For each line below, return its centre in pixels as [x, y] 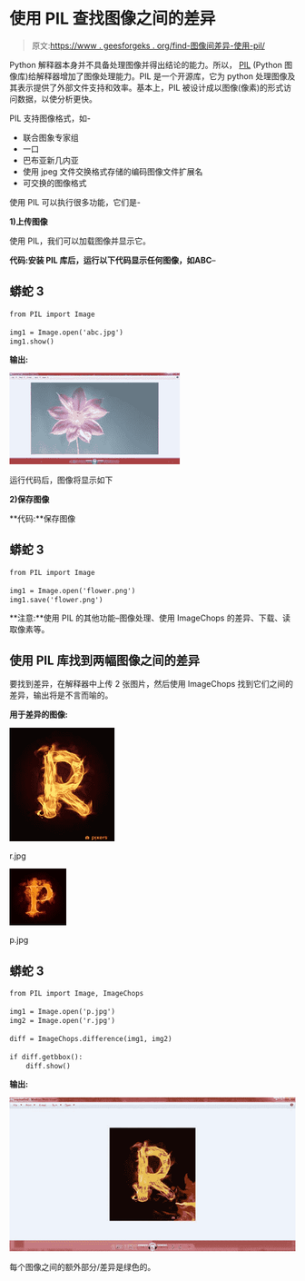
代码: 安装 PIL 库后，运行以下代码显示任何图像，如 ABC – [113, 260]
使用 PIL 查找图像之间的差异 [113, 19]
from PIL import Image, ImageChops [77, 994]
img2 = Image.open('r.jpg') [63, 1021]
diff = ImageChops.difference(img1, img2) [91, 1039]
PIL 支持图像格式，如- [50, 118]
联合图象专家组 [50, 137]
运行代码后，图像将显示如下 [61, 480]
